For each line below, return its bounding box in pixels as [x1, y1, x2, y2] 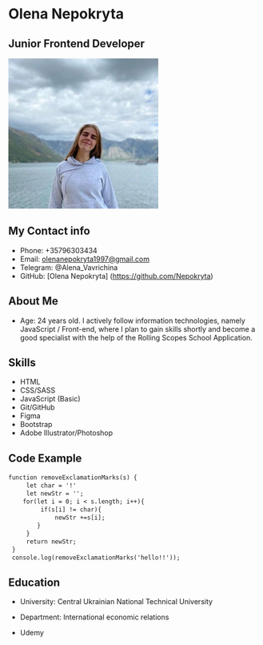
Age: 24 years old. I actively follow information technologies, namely [19, 316, 245, 325]
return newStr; [26, 538, 78, 546]
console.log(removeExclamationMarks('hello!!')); [11, 554, 181, 562]
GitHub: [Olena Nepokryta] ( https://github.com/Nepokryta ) [19, 271, 213, 280]
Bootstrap [19, 420, 53, 429]
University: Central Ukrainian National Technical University [19, 597, 213, 607]
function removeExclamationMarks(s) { [8, 474, 137, 482]
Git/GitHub [19, 402, 55, 413]
